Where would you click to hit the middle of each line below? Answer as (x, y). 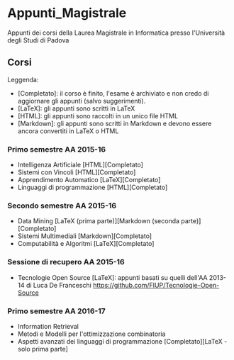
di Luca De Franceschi (59, 285)
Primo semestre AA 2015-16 (57, 149)
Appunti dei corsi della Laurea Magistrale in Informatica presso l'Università (116, 33)
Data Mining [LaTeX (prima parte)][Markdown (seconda (98, 221)
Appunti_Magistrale (67, 13)
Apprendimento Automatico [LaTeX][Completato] (89, 180)
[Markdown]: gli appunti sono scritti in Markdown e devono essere (115, 123)
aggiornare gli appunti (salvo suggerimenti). (82, 101)
